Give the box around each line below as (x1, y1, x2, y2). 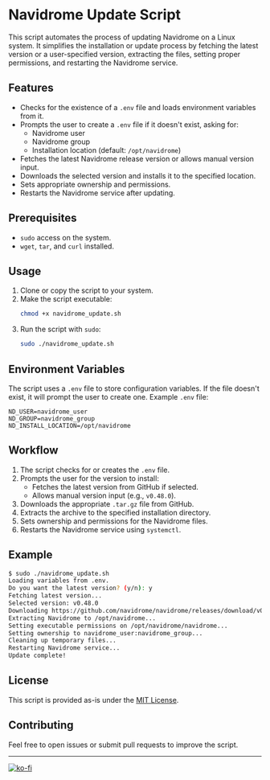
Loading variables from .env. (8, 577, 110, 585)
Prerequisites (8, 211, 77, 225)
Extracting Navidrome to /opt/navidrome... (8, 614, 157, 622)
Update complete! (8, 651, 67, 660)
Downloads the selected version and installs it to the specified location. (19, 170, 256, 180)
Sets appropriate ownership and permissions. (19, 179, 171, 189)
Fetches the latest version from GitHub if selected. (31, 482, 199, 491)
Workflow (8, 444, 59, 458)
